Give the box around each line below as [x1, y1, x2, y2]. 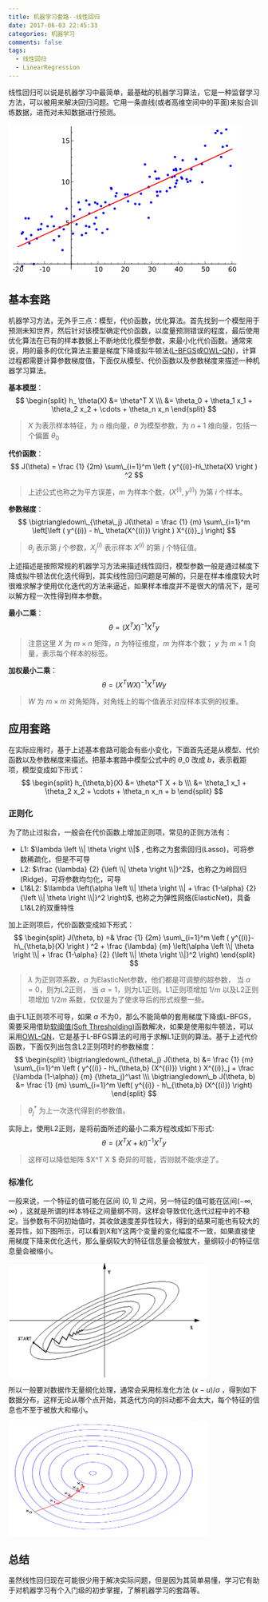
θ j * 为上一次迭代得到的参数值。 [27, 1104, 130, 1117]
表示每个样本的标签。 [41, 648, 112, 659]
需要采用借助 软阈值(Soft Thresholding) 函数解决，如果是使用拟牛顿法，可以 [8, 1022, 254, 1031]
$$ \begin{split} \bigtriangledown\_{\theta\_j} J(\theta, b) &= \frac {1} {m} [14, 1055, 254, 1065]
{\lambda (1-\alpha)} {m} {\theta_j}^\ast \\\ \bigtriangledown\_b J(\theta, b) [12, 1072, 256, 1082]
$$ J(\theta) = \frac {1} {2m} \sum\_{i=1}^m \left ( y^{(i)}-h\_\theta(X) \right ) [10, 462, 258, 472]
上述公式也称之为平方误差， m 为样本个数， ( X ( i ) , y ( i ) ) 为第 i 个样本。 [27, 486, 247, 497]
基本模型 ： [8, 382, 44, 392]
